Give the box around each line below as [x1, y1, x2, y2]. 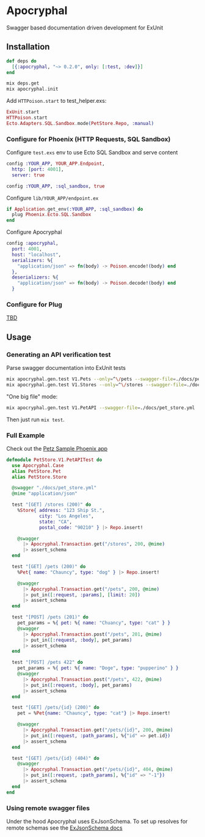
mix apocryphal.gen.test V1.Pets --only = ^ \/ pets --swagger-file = [6, 376, 176, 383]
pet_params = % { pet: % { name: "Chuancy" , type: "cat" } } [17, 620, 171, 626]
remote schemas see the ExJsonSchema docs [6, 824, 123, 831]
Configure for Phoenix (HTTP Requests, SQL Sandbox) [6, 135, 171, 143]
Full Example [6, 431, 45, 440]
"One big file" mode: [6, 392, 58, 400]
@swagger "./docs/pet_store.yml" [12, 485, 97, 491]
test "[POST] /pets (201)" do [12, 614, 88, 620]
